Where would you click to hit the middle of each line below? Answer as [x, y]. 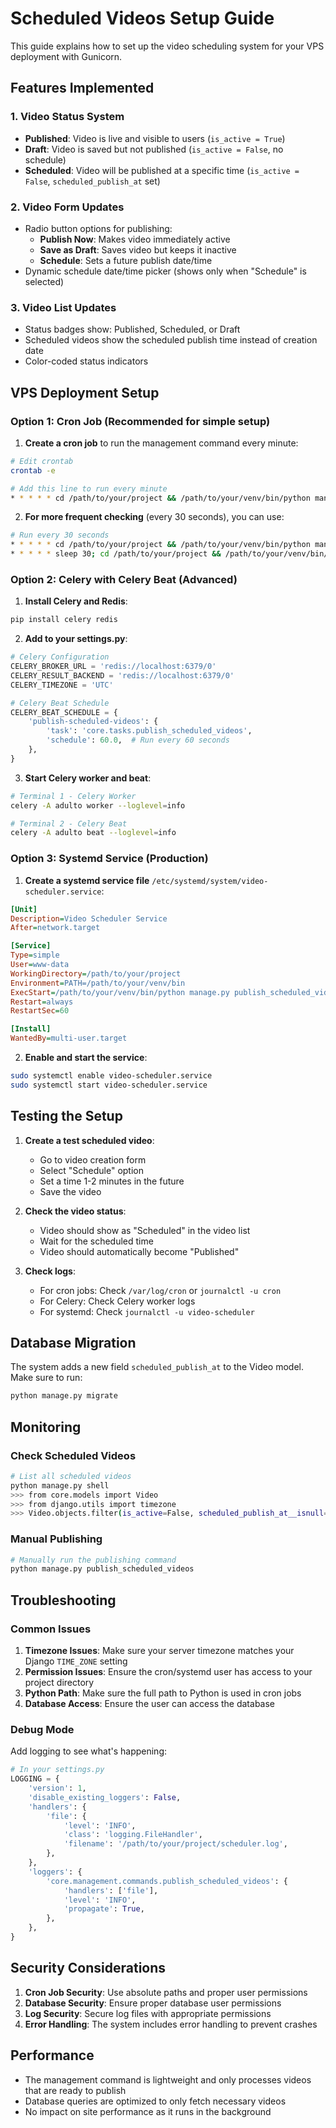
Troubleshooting [63, 1600]
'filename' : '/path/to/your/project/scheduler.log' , [175, 1844]
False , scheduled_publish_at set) [92, 181]
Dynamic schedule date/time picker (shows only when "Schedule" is [165, 271]
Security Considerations [88, 1968]
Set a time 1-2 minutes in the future [112, 1181]
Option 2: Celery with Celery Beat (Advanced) [124, 579]
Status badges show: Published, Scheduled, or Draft [132, 329]
